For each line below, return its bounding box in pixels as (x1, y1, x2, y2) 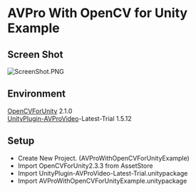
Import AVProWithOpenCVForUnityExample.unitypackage (17, 176, 187, 185)
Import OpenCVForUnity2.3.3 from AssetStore (17, 161, 153, 170)
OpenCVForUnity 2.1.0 (7, 107, 73, 115)
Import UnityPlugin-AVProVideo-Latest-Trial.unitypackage (17, 169, 188, 177)
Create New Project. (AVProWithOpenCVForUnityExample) (17, 154, 190, 162)
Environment (7, 87, 66, 100)
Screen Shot (7, 48, 63, 60)
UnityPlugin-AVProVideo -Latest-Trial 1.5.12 (7, 114, 132, 122)
